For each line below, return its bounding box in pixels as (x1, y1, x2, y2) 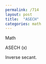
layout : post (5, 12, 32, 17)
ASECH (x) (5, 44, 27, 50)
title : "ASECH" (5, 16, 39, 21)
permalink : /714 (5, 7, 39, 12)
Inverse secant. (5, 54, 37, 60)
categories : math (5, 21, 41, 26)
